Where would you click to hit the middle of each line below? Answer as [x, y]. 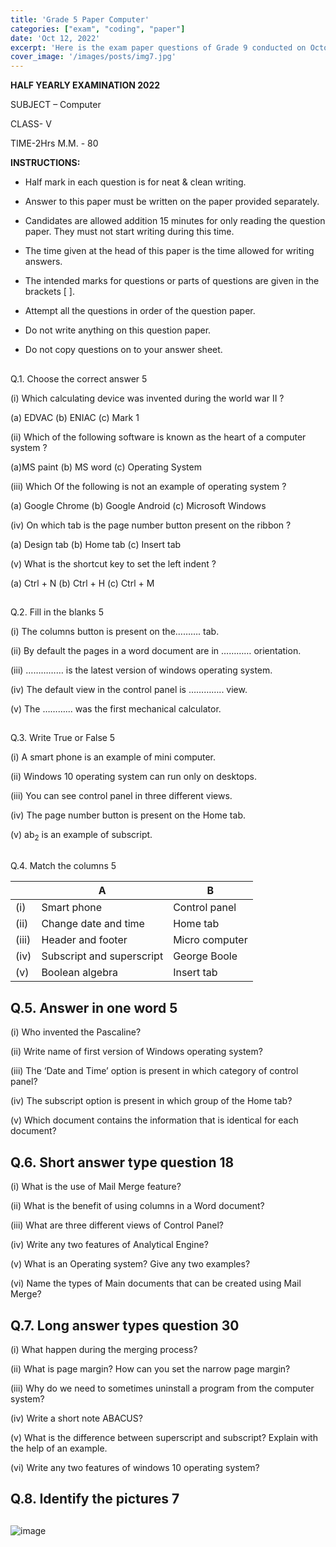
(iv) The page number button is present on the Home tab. [128, 815]
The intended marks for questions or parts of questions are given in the [172, 281]
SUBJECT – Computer [56, 105]
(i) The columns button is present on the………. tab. [115, 631]
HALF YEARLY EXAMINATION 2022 [85, 85]
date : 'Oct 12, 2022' [55, 38]
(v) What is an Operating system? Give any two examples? [130, 1264]
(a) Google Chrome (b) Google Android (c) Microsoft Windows [138, 505]
